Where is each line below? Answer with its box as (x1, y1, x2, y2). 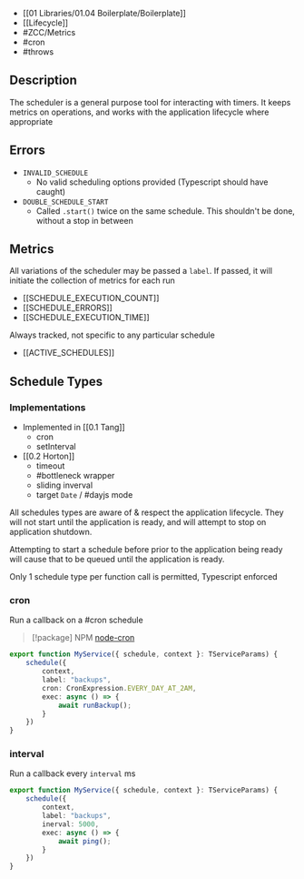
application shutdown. (9, 527, 93, 538)
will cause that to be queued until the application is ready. (9, 554, 225, 565)
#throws (22, 46, 54, 57)
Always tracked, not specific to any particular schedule (9, 329, 215, 340)
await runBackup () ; (57, 701, 132, 710)
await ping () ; (57, 836, 112, 845)
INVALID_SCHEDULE (22, 168, 89, 177)
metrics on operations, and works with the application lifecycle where (9, 106, 270, 117)
